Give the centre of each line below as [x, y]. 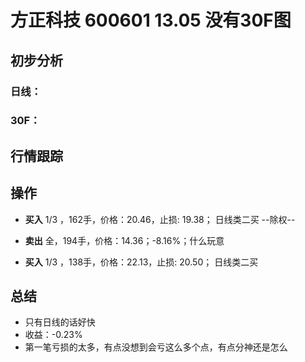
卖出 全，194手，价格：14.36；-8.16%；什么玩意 [124, 240]
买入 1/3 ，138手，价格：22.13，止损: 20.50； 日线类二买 [141, 262]
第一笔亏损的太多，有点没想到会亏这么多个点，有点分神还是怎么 [156, 347]
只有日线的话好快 [60, 322]
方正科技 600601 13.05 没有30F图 [151, 20]
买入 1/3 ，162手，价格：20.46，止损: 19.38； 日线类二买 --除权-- [160, 219]
